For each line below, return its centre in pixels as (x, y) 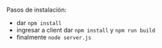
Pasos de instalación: (36, 10)
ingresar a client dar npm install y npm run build (86, 30)
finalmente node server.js (54, 37)
